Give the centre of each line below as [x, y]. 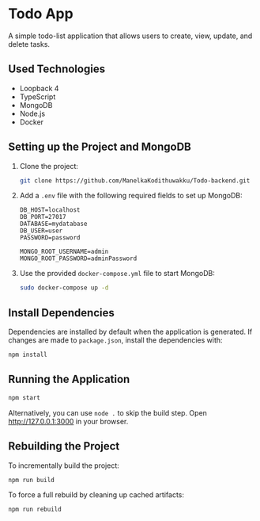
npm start [24, 397]
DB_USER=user [41, 231]
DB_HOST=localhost [50, 210]
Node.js [32, 113]
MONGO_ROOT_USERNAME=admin [64, 252]
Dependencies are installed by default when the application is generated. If [130, 332]
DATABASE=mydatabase [53, 224]
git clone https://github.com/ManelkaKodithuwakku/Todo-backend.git [135, 180]
